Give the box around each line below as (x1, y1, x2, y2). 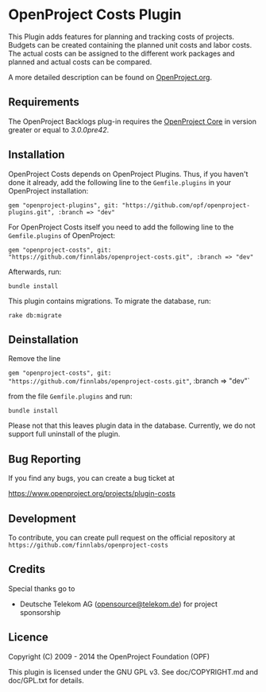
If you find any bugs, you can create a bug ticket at (8, 474, 175, 483)
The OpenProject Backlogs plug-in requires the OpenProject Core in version (8, 117, 256, 126)
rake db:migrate (8, 311, 62, 319)
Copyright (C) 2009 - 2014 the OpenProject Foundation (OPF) (8, 652, 210, 661)
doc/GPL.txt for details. (8, 675, 85, 685)
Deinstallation (8, 333, 79, 346)
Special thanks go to (8, 583, 75, 593)
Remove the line (8, 354, 61, 363)
